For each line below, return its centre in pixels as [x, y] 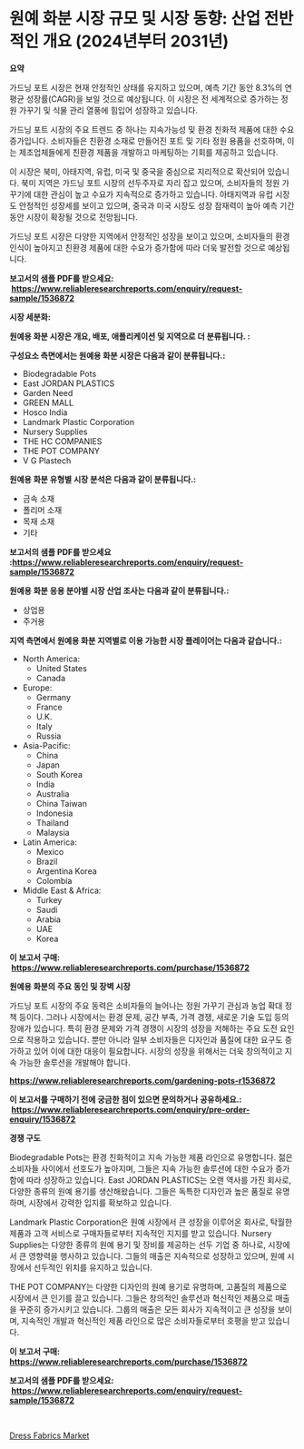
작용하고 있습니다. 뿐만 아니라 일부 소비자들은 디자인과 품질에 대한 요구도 [154, 1039]
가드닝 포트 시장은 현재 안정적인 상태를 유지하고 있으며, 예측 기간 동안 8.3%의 [146, 87]
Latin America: [49, 842]
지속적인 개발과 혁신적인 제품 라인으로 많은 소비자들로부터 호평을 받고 [143, 1320]
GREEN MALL [48, 402]
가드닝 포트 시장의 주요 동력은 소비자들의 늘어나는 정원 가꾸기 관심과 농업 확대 [146, 1006]
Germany [53, 697]
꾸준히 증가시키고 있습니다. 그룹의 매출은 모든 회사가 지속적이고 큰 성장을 [147, 1309]
